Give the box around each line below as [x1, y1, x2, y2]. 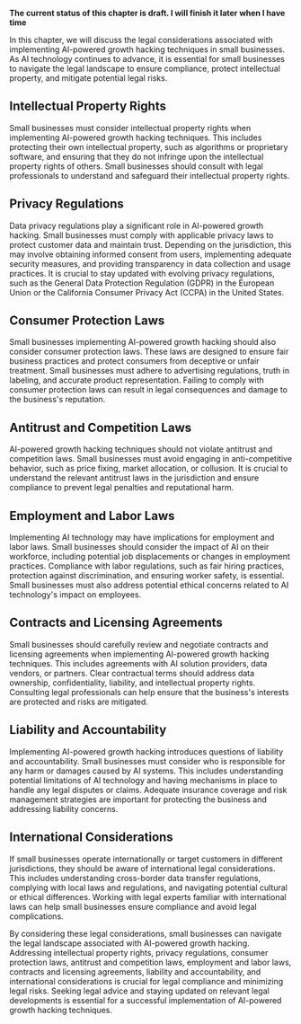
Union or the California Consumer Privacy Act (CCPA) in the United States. [9, 287, 285, 297]
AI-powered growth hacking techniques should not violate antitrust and [9, 444, 273, 455]
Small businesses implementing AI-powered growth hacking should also [9, 337, 277, 348]
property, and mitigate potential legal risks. [9, 73, 168, 84]
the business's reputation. [9, 394, 106, 405]
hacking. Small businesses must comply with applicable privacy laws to [9, 229, 274, 241]
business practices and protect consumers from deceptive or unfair [9, 356, 260, 366]
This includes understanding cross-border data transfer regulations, [9, 872, 261, 883]
